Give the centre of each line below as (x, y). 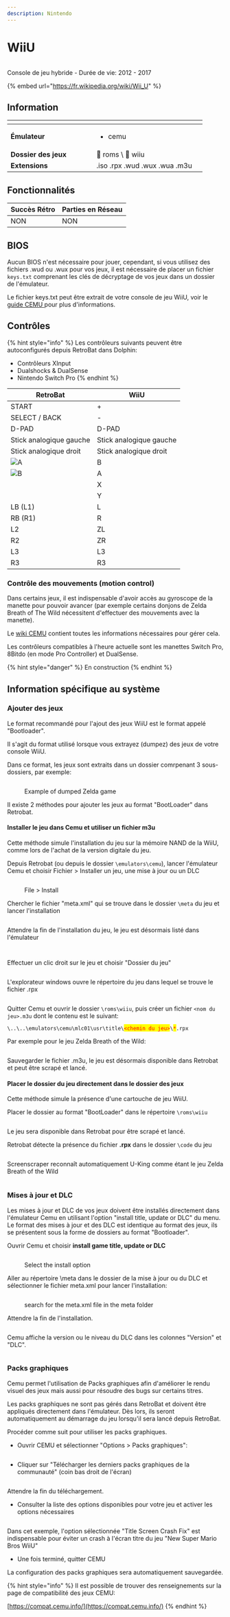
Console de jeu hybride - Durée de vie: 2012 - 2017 (79, 72)
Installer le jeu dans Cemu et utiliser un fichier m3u (81, 828)
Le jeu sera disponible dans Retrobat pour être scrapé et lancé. (96, 1131)
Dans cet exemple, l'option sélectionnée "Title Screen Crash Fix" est (104, 1531)
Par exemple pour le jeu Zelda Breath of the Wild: (77, 1041)
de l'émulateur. (28, 284)
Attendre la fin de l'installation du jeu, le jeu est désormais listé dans (103, 930)
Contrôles (29, 326)
